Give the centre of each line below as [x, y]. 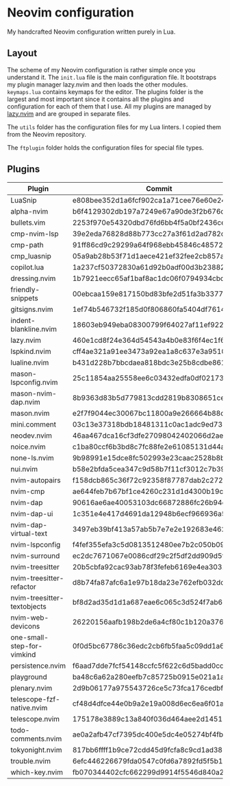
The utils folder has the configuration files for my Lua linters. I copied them [114, 127]
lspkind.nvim [31, 351]
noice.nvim [28, 447]
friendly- [25, 289]
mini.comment [34, 424]
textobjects [28, 606]
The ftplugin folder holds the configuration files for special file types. [105, 147]
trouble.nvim [31, 761]
